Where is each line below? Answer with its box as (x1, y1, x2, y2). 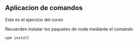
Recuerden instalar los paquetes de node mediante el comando (5, 26, 134, 32)
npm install (5, 35, 29, 40)
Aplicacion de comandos (5, 4, 83, 12)
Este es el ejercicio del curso (5, 16, 63, 22)
